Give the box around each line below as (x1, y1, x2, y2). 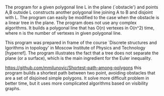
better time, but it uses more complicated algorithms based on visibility (5, 80, 148, 86)
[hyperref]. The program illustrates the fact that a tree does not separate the (5, 50, 159, 56)
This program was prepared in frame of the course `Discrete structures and (5, 40, 157, 46)
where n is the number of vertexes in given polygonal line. (5, 30, 122, 36)
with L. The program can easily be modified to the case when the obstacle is (5, 15, 160, 20)
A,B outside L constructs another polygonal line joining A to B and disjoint (5, 9, 153, 15)
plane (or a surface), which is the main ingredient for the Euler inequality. (5, 55, 152, 61)
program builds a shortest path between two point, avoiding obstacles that (5, 70, 156, 75)
